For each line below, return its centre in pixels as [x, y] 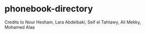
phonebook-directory [49, 9]
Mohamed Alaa [20, 27]
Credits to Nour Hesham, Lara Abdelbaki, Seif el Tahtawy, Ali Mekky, [73, 22]
